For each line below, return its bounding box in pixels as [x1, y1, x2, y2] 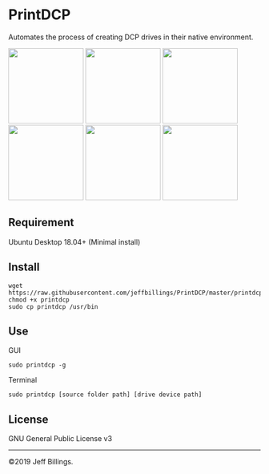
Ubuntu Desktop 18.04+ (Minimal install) [8, 237, 141, 246]
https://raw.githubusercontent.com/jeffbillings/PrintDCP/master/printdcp [8, 289, 263, 297]
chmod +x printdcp [8, 295, 70, 304]
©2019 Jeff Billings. [8, 457, 74, 467]
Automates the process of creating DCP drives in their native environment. [8, 32, 254, 42]
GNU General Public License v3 [8, 434, 113, 444]
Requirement [8, 216, 74, 229]
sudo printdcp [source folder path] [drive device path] [8, 391, 203, 399]
